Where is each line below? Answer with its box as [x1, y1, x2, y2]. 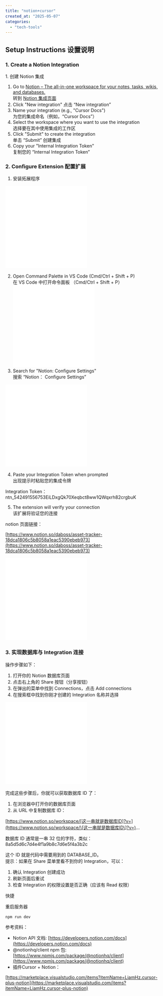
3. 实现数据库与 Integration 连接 [5, 649, 84, 656]
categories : [5, 19, 31, 24]
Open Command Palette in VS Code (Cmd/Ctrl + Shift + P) [12, 273, 135, 279]
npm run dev [5, 914, 31, 919]
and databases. [12, 89, 45, 95]
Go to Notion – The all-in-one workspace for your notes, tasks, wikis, [12, 83, 158, 90]
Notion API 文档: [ [12, 935, 50, 941]
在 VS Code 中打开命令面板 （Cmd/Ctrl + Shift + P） [12, 279, 123, 285]
